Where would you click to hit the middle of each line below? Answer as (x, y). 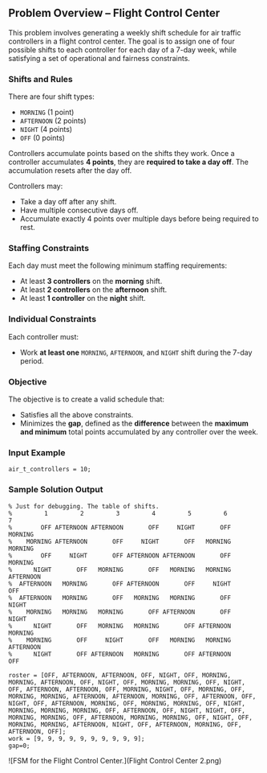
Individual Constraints (53, 319)
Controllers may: (36, 186)
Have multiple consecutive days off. (79, 210)
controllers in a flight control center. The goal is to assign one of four (121, 41)
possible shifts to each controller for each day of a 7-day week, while (123, 49)
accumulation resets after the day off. (70, 171)
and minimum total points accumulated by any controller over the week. (139, 432)
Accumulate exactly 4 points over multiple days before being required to (139, 219)
